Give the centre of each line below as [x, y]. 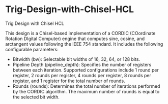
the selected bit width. [36, 97]
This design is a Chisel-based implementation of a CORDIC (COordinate [80, 33]
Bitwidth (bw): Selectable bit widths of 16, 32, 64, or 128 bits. [76, 59]
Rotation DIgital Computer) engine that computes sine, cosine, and [75, 39]
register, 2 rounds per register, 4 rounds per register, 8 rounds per [82, 75]
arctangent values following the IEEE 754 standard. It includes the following [84, 44]
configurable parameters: [32, 49]
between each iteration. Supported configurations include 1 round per [86, 70]
